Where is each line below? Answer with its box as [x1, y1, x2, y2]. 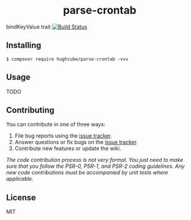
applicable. [6, 176, 34, 183]
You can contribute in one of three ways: [6, 121, 106, 128]
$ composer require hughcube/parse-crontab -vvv [6, 56, 129, 62]
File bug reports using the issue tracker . [14, 132, 112, 139]
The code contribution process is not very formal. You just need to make [6, 157, 184, 164]
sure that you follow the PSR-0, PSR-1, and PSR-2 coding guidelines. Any [6, 162, 185, 170]
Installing [6, 40, 42, 50]
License [6, 192, 36, 202]
